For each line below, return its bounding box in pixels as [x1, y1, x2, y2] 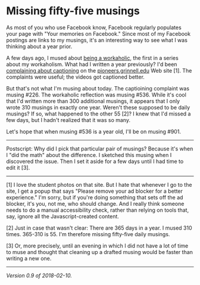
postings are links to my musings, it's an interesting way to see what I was [6, 36, 187, 43]
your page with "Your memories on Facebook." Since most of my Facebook [6, 30, 191, 37]
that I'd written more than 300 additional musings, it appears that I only [6, 97, 180, 105]
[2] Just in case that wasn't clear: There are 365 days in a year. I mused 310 [6, 224, 192, 231]
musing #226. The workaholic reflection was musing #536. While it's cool [6, 91, 186, 98]
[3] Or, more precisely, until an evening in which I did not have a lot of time [6, 242, 189, 249]
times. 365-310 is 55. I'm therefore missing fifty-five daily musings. [6, 230, 170, 237]
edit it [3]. [6, 164, 30, 171]
